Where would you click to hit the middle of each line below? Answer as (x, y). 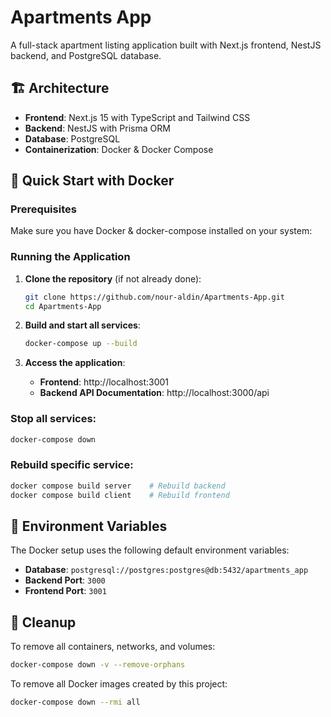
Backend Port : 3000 (65, 580)
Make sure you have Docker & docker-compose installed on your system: (161, 231)
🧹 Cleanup (43, 622)
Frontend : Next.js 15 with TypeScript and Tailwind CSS (137, 117)
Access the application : (75, 363)
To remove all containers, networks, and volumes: (113, 647)
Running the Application (70, 257)
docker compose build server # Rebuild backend (118, 486)
